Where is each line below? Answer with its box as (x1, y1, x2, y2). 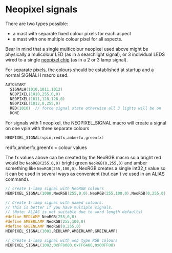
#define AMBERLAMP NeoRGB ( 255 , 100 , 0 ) (5, 219, 86, 224)
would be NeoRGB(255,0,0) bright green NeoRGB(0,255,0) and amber (5, 160, 147, 166)
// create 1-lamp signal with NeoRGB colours (5, 186, 104, 191)
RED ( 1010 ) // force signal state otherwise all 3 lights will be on (10, 106, 161, 111)
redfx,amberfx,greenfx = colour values (5, 144, 87, 151)
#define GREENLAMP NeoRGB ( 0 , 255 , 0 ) (5, 224, 81, 229)
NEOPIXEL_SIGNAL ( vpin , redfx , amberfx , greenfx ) (5, 135, 104, 140)
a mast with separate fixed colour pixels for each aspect (12, 30, 132, 36)
